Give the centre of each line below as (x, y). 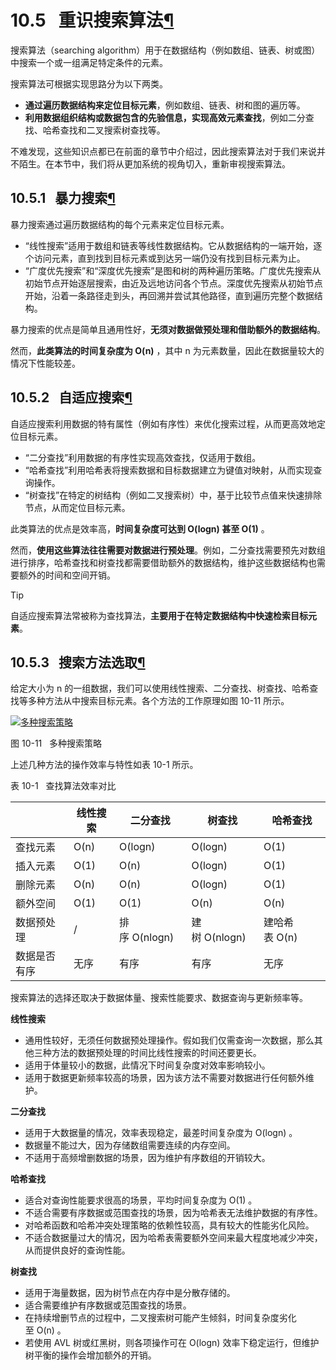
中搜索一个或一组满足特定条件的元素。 (89, 62)
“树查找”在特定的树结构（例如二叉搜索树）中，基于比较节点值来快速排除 (173, 495)
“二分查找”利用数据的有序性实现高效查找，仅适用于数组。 (143, 457)
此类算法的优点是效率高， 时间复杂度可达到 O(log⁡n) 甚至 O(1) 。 (140, 528)
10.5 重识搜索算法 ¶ (92, 20)
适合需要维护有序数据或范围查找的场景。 (108, 1305)
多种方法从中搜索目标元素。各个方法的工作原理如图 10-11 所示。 (158, 701)
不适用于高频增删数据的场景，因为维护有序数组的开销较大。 (147, 1158)
